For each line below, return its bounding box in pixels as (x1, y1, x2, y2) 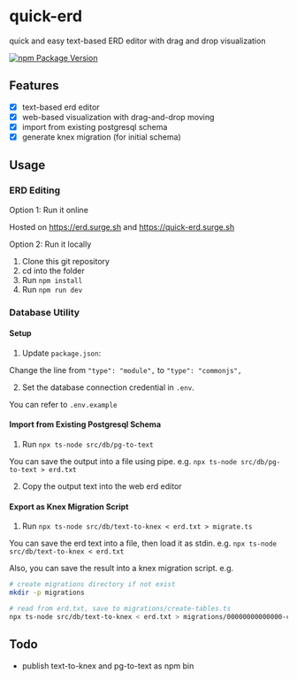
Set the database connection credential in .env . (21, 382, 194, 393)
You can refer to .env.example (9, 399, 118, 409)
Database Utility (9, 306, 80, 318)
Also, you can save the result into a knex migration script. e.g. (9, 563, 234, 574)
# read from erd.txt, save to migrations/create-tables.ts (9, 604, 232, 613)
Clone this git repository (21, 256, 110, 266)
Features (9, 78, 59, 94)
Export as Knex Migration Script (9, 501, 129, 512)
